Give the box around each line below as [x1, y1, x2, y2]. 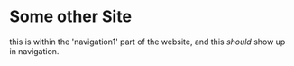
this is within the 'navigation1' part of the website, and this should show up [9, 36, 286, 47]
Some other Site [9, 6, 133, 27]
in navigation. [9, 45, 60, 56]
